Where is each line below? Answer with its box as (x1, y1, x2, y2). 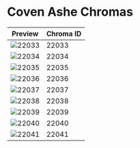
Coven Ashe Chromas (7, 4, 133, 20)
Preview (11, 29, 39, 38)
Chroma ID (46, 29, 82, 38)
